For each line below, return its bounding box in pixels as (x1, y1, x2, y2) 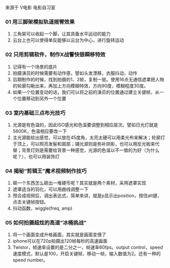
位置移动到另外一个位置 (17, 95, 66, 102)
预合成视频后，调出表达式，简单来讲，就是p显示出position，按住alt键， (12, 192, 162, 199)
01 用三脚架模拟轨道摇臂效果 (5, 18, 75, 25)
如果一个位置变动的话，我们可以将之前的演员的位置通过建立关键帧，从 (12, 89, 160, 95)
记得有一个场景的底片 (12, 63, 57, 70)
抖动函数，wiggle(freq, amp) (12, 205, 73, 212)
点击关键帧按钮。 (12, 199, 49, 205)
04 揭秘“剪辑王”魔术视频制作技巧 (5, 167, 87, 174)
